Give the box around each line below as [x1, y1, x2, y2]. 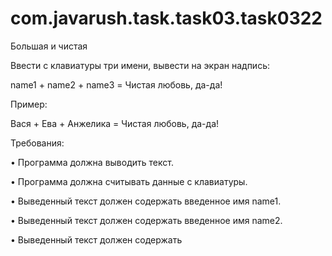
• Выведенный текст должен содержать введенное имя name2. [10, 214, 283, 226]
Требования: [10, 137, 65, 149]
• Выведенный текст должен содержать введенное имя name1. [10, 195, 282, 207]
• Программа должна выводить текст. [10, 156, 174, 168]
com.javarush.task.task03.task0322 [10, 7, 323, 30]
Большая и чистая [10, 40, 88, 52]
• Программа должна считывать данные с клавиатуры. [10, 175, 248, 187]
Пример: [10, 98, 48, 110]
